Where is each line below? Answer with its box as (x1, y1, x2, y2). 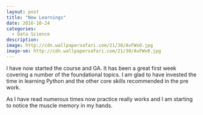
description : (6, 37, 39, 43)
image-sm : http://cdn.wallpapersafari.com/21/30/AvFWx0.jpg (6, 48, 162, 54)
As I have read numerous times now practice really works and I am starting (6, 95, 193, 102)
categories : (6, 25, 36, 32)
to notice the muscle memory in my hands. (6, 102, 113, 109)
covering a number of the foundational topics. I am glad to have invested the (6, 70, 197, 78)
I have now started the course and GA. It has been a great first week (6, 64, 177, 72)
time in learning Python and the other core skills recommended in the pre (6, 77, 189, 84)
